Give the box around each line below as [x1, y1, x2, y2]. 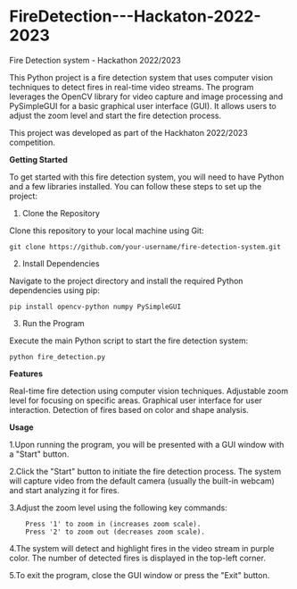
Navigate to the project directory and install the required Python [9, 275, 243, 286]
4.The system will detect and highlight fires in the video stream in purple [9, 543, 275, 553]
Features [9, 368, 43, 379]
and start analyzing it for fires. [9, 484, 120, 495]
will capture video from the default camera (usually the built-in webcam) [9, 475, 275, 486]
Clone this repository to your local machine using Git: [9, 225, 204, 236]
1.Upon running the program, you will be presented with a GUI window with [9, 439, 285, 450]
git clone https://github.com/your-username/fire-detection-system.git [9, 242, 281, 251]
